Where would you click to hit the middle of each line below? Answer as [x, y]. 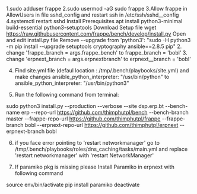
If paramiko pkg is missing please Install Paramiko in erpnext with [95, 167]
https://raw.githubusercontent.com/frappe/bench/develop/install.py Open [96, 34]
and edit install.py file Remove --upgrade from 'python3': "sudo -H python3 [99, 40]
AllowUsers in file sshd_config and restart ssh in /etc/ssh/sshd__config [93, 15]
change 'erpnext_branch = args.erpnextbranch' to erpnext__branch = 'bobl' [99, 59]
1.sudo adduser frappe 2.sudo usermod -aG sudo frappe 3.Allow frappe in [97, 9]
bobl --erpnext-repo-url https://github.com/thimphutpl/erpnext [101, 125]
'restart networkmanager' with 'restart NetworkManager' [84, 155]
